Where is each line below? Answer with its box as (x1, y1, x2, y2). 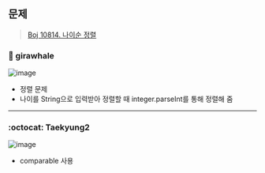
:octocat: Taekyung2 (8, 122, 91, 133)
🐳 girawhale (8, 50, 55, 61)
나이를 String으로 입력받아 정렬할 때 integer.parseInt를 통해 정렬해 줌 (19, 94, 233, 104)
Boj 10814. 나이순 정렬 (27, 30, 97, 39)
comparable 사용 (19, 156, 73, 166)
